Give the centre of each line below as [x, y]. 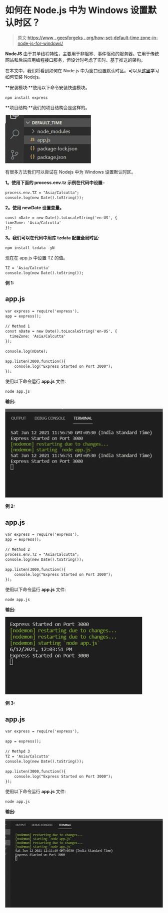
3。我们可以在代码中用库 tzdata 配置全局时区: [52, 238]
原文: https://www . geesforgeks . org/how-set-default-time [78, 38]
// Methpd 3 [17, 751]
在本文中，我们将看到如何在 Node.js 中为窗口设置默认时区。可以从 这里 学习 [82, 70]
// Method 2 [17, 550]
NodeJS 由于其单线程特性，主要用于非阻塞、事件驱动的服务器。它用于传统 [82, 54]
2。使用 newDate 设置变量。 [34, 207]
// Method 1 [17, 326]
